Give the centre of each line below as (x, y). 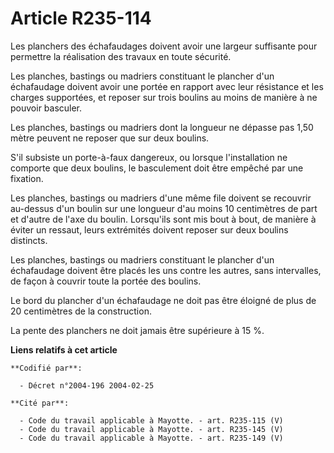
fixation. (27, 178)
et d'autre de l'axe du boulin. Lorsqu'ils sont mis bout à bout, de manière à (163, 219)
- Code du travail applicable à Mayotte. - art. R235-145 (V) (151, 429)
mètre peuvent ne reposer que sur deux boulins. (110, 138)
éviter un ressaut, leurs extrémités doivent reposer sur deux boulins (149, 229)
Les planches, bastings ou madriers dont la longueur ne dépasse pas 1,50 (162, 127)
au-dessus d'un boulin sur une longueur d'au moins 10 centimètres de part (164, 208)
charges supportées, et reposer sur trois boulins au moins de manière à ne (164, 97)
